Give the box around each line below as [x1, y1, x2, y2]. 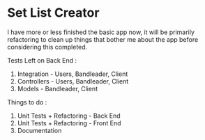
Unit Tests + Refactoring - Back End [17, 111, 121, 120]
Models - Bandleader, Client [17, 84, 98, 93]
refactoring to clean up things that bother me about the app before [7, 35, 199, 43]
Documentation [17, 126, 62, 134]
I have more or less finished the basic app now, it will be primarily [7, 28, 195, 36]
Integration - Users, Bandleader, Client [17, 70, 128, 78]
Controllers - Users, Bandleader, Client [17, 77, 129, 85]
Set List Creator [7, 5, 100, 21]
